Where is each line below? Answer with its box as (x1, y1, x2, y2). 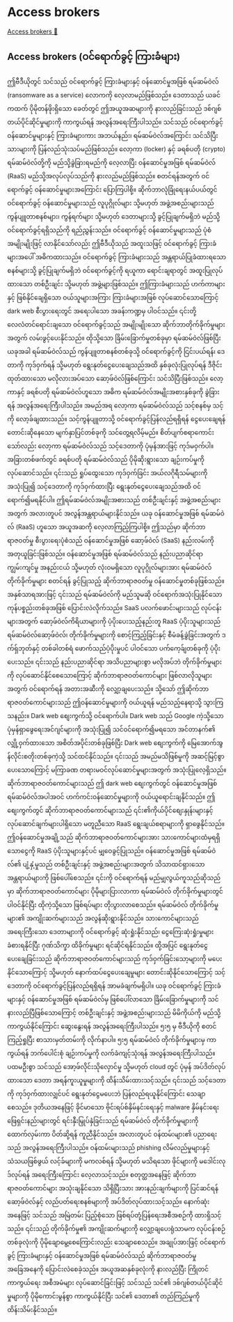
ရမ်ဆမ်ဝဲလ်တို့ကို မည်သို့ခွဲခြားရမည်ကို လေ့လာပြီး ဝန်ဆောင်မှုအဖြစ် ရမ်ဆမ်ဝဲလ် (7, 158, 216, 166)
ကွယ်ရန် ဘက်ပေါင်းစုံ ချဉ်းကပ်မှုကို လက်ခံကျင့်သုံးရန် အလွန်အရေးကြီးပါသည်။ (7, 1049, 216, 1057)
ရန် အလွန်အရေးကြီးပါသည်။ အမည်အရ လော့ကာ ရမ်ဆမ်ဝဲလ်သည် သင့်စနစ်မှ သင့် (7, 401, 224, 410)
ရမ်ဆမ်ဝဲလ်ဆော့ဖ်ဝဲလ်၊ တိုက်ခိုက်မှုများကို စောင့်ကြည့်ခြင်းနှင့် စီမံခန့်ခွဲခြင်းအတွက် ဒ (7, 630, 226, 639)
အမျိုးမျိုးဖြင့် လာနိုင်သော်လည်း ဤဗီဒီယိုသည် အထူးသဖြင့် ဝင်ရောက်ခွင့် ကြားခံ (7, 239, 217, 247)
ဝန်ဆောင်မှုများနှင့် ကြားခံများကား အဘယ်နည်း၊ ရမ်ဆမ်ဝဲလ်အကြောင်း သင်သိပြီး (7, 131, 218, 139)
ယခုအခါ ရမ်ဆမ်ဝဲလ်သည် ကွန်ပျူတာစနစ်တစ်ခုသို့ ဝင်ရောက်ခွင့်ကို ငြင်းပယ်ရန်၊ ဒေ (7, 347, 225, 355)
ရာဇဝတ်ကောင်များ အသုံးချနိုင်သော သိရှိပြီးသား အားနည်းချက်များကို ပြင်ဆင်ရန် (7, 1183, 219, 1192)
